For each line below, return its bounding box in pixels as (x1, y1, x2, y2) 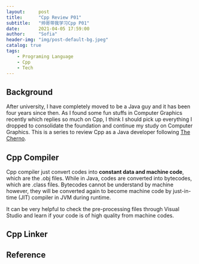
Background (6, 87, 53, 97)
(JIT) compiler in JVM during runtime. (18, 194, 111, 201)
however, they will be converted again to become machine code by (6, 188, 172, 194)
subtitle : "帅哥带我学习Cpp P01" (6, 20, 90, 26)
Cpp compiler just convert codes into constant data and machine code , (6, 168, 184, 175)
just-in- (173, 188, 191, 194)
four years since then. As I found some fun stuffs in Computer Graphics (6, 109, 183, 117)
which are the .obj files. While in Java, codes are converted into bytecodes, (6, 175, 192, 182)
